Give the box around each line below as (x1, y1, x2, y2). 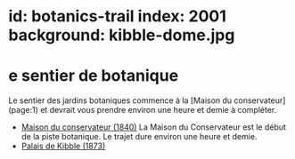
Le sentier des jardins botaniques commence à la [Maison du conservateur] (8, 95, 286, 106)
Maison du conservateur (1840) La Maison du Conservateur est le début (20, 122, 287, 132)
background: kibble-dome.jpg (8, 25, 235, 45)
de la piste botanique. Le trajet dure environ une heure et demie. (20, 131, 258, 142)
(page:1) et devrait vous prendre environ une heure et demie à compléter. (8, 105, 277, 115)
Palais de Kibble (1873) (20, 140, 106, 152)
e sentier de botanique (8, 66, 179, 86)
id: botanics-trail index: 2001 (8, 6, 226, 27)
